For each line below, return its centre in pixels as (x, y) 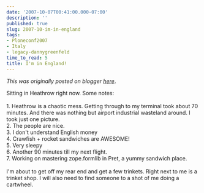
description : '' (27, 18)
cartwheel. (20, 184)
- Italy (16, 47)
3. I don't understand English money (52, 132)
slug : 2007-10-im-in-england (43, 29)
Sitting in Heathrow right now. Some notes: (60, 93)
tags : (13, 35)
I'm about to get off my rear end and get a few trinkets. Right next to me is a (102, 171)
